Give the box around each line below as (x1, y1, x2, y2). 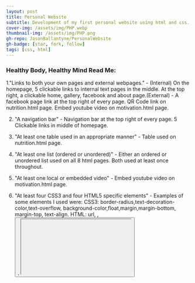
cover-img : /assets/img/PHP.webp (6, 25, 88, 31)
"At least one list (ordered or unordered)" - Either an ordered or (14, 151, 167, 158)
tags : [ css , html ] (6, 47, 51, 53)
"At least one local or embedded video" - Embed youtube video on (14, 175, 175, 182)
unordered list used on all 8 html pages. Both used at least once (14, 157, 169, 164)
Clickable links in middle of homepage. (14, 122, 108, 129)
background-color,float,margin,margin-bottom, (63, 204, 176, 212)
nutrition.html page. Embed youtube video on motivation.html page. (6, 104, 169, 111)
